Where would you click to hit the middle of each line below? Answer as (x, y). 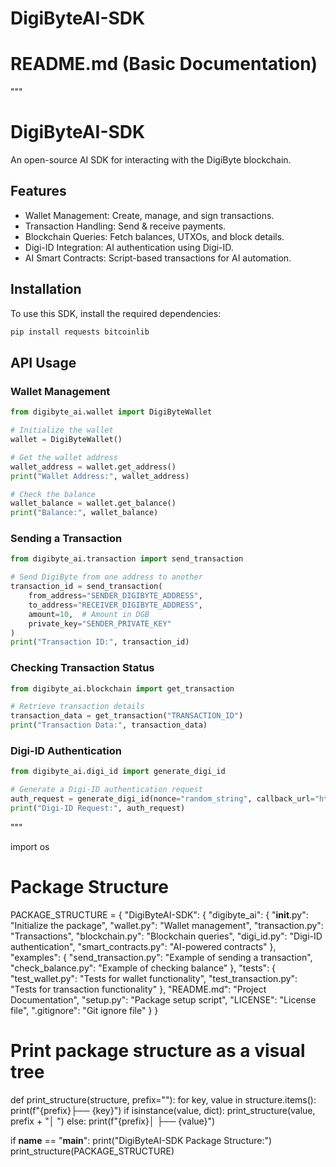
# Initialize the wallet (62, 430)
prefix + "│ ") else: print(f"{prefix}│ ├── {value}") (113, 1121)
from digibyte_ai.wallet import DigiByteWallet (111, 412)
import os (30, 846)
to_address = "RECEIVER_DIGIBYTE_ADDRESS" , (115, 605)
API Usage (43, 362)
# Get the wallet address (64, 457)
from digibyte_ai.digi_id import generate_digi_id (118, 772)
